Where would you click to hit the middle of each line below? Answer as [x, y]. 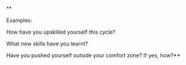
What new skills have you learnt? [47, 44]
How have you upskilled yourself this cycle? [61, 32]
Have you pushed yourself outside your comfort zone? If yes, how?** [93, 55]
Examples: [19, 20]
